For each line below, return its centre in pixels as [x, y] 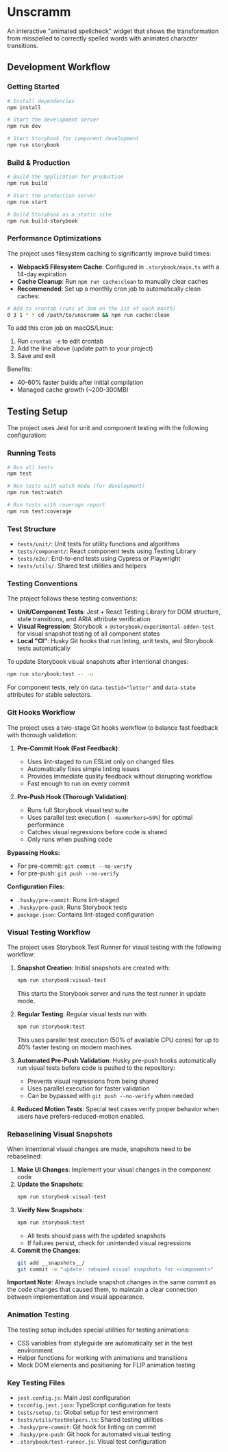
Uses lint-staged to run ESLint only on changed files [101, 761]
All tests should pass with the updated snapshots [97, 1236]
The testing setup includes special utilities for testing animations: [99, 1330]
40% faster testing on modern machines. [75, 1047]
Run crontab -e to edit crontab [60, 342]
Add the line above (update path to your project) [85, 348]
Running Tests [31, 453]
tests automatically [43, 648]
